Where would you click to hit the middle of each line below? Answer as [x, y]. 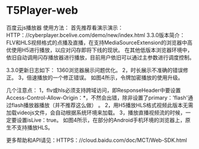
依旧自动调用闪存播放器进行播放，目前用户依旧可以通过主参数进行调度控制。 [100, 57]
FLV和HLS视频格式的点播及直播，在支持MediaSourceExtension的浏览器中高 [99, 42]
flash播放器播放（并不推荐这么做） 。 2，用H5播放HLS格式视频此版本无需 [102, 105]
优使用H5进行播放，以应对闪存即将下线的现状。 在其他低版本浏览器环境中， [99, 50]
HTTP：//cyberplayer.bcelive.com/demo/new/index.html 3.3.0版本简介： [96, 35]
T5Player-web [42, 10]
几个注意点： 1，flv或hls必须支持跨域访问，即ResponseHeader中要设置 [94, 90]
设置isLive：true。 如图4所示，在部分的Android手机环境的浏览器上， [101, 120]
